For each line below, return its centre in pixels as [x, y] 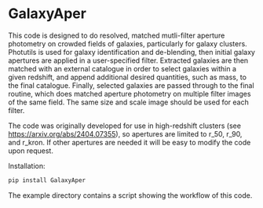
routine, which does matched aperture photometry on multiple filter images [130, 93]
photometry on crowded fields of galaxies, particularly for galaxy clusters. [128, 43]
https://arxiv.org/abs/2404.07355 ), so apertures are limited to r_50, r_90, [125, 133]
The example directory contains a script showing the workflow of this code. [130, 195]
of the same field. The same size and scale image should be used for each [128, 102]
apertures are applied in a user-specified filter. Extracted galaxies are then [128, 60]
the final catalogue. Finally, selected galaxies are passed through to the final [131, 85]
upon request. [31, 151]
